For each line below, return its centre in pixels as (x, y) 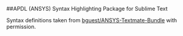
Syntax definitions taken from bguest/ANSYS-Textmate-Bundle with (92, 20)
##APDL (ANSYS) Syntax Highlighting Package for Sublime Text (87, 9)
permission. (21, 27)
